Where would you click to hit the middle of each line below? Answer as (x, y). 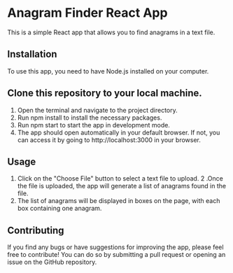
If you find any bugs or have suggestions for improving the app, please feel (115, 247)
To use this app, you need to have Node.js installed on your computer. (108, 71)
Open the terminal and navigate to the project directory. (98, 110)
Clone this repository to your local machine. (105, 93)
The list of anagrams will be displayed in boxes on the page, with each (119, 201)
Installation (32, 54)
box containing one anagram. (59, 209)
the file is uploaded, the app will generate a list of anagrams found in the (121, 186)
